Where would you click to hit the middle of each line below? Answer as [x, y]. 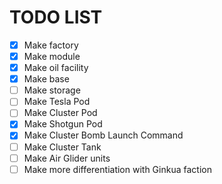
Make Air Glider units [67, 158]
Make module [52, 56]
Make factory [51, 45]
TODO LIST [56, 17]
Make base [46, 79]
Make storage [52, 90]
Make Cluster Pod [60, 113]
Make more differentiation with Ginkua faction [117, 169]
